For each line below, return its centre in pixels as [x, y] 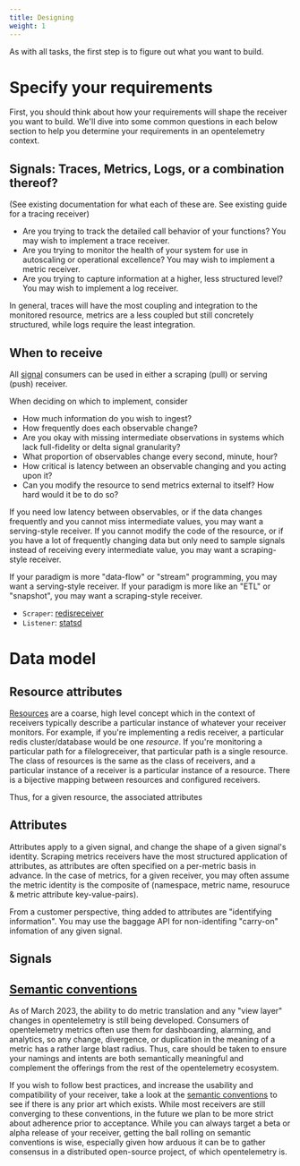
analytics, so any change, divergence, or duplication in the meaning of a [142, 1040]
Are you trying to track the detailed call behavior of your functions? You [154, 231]
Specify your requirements [111, 87]
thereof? [34, 183]
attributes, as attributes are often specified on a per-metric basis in [133, 865]
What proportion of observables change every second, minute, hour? [150, 456]
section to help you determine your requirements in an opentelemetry [137, 132]
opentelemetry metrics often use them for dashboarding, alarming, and [140, 1030]
